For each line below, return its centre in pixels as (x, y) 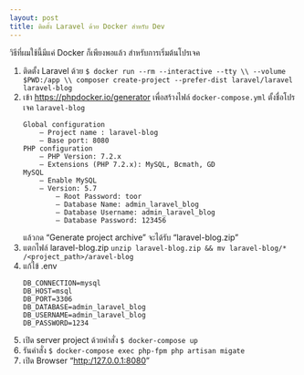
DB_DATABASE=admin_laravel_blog (84, 307)
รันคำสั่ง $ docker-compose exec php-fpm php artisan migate (133, 350)
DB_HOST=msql (47, 291)
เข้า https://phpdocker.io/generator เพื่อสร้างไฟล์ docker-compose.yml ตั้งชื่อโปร (158, 97)
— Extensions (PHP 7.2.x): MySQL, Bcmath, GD (128, 164)
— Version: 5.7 (68, 188)
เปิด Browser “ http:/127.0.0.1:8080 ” (86, 360)
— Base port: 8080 (74, 141)
